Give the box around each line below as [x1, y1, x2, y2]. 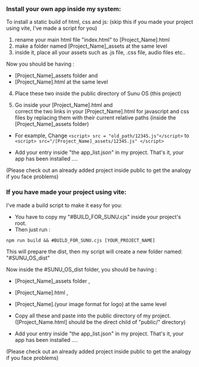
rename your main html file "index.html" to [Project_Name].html [14, 36, 170, 44]
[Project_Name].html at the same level [14, 78, 108, 85]
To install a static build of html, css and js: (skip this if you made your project [6, 18, 194, 26]
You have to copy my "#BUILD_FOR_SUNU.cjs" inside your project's [14, 213, 181, 220]
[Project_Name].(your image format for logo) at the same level [14, 300, 167, 307]
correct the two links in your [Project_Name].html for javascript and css [14, 108, 189, 115]
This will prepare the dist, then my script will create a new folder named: [6, 248, 183, 255]
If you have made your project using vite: [6, 188, 127, 196]
